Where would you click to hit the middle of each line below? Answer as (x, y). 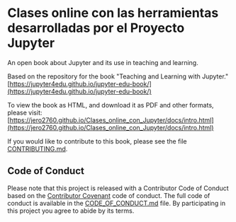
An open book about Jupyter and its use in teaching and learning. (103, 62)
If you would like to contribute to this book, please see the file (97, 141)
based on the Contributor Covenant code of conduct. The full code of (109, 195)
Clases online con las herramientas (113, 13)
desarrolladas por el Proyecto (96, 28)
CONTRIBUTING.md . (38, 148)
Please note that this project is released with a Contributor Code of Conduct (118, 188)
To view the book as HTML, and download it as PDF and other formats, (111, 105)
